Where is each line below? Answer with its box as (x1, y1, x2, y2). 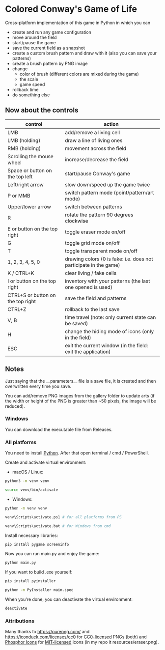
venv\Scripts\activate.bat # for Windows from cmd (5, 523, 111, 529)
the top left (7, 173, 33, 180)
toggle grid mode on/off (64, 239, 120, 246)
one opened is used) (64, 283, 113, 290)
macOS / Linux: (12, 469, 44, 475)
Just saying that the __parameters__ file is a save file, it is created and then (5, 378, 156, 384)
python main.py (5, 560, 36, 565)
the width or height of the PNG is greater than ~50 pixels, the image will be (5, 398, 156, 404)
